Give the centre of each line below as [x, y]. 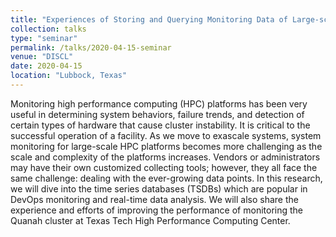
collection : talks [48, 29]
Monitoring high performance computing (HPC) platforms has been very [159, 103]
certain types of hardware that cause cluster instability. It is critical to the [160, 125]
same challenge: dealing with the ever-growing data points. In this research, [166, 178]
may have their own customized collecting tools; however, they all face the [164, 167]
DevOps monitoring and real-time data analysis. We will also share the [154, 199]
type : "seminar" [44, 38]
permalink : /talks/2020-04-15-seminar [91, 47]
